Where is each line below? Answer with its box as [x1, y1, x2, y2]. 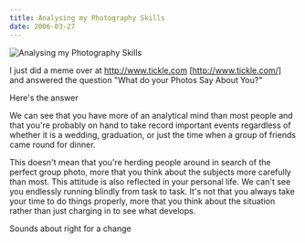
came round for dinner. [9, 139, 96, 150]
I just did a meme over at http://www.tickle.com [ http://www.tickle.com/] [9, 65, 281, 76]
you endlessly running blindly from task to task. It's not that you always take [9, 185, 295, 196]
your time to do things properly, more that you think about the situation [9, 195, 276, 206]
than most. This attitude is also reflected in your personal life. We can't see [9, 175, 291, 187]
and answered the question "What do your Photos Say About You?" [9, 74, 263, 85]
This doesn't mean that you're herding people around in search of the [9, 156, 271, 167]
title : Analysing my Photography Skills [9, 13, 166, 23]
